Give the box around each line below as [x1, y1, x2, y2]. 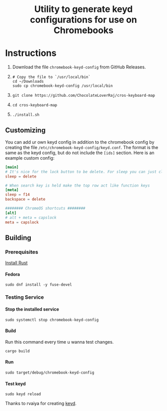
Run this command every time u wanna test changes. [5, 339, 114, 345]
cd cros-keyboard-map [12, 103, 57, 108]
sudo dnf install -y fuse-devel [5, 282, 72, 287]
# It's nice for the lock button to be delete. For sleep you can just [5, 169, 157, 174]
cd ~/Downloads [12, 79, 44, 84]
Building [5, 233, 31, 242]
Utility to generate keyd [34, 3, 133, 15]
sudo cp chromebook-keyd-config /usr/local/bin [12, 83, 113, 88]
